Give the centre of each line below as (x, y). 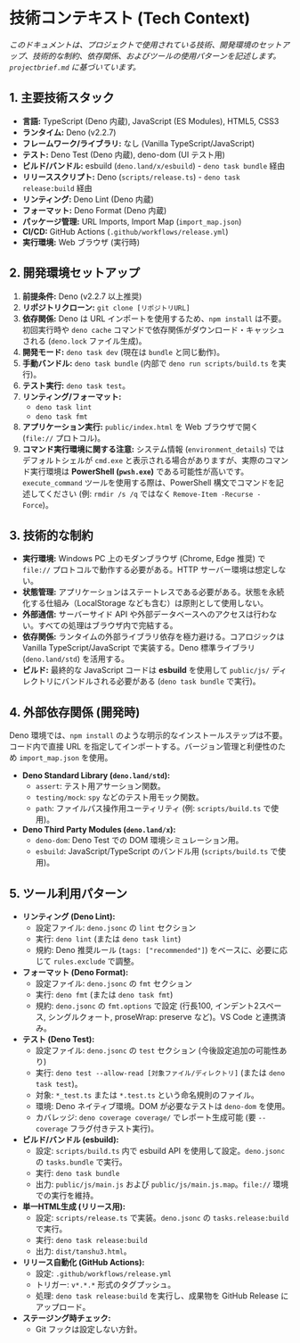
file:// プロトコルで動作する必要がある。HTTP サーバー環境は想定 (146, 570)
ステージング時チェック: (66, 1318)
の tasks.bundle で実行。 (81, 1162)
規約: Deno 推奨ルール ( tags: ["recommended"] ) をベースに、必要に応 (161, 950)
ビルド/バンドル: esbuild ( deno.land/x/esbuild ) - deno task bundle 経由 (154, 165)
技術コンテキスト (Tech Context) (130, 18)
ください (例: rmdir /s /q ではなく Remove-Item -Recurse (149, 493)
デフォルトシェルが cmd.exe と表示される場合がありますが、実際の (143, 460)
